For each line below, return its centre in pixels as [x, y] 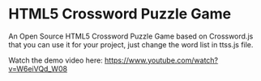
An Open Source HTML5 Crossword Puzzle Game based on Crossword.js [131, 36]
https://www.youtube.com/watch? [161, 60]
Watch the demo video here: [56, 60]
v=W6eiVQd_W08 [38, 68]
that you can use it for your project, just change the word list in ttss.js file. [131, 44]
